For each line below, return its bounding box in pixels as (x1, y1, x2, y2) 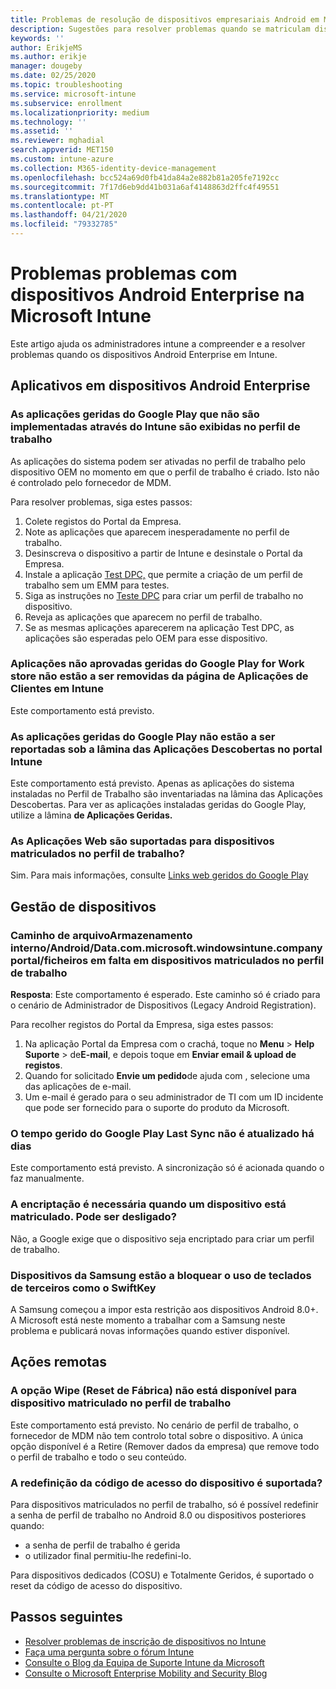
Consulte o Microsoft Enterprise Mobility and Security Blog (24, 1667, 268, 1679)
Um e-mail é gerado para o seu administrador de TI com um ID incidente (24, 1091, 324, 1103)
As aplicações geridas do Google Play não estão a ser (10, 729, 276, 743)
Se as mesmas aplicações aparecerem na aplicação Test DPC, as (24, 621, 295, 633)
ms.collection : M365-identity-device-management (10, 163, 217, 173)
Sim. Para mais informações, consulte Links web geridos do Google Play (10, 869, 309, 881)
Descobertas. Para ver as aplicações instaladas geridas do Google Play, (10, 799, 307, 811)
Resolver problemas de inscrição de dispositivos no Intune (24, 1635, 267, 1647)
